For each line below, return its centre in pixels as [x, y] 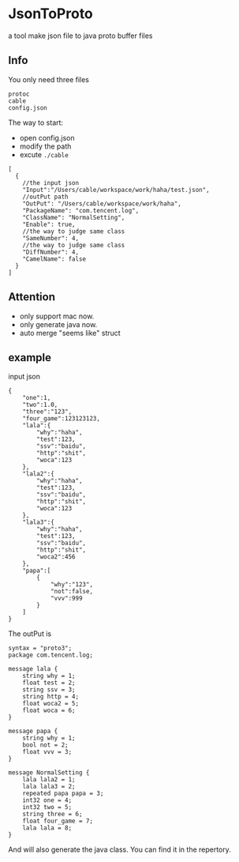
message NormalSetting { [49, 773]
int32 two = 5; [47, 807]
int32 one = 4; [47, 800]
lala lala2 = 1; [49, 780]
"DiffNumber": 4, [51, 252]
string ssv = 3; [49, 690]
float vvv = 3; [47, 752]
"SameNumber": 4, [51, 238]
